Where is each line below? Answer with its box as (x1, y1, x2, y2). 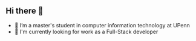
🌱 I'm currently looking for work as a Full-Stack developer (14, 28, 158, 35)
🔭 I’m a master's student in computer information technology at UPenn (14, 21, 190, 29)
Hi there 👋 (5, 6, 44, 16)
